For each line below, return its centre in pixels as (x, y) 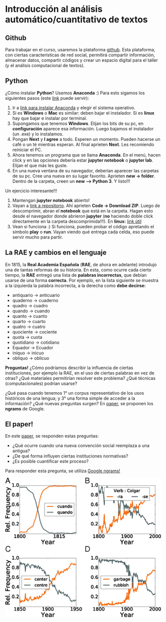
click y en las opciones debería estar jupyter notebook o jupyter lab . (83, 160)
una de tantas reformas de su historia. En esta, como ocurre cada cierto (78, 270)
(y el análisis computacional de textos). (45, 65)
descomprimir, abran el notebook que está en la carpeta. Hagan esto (83, 210)
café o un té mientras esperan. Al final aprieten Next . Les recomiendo (83, 144)
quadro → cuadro (30, 305)
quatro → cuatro (29, 327)
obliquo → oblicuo (31, 358)
